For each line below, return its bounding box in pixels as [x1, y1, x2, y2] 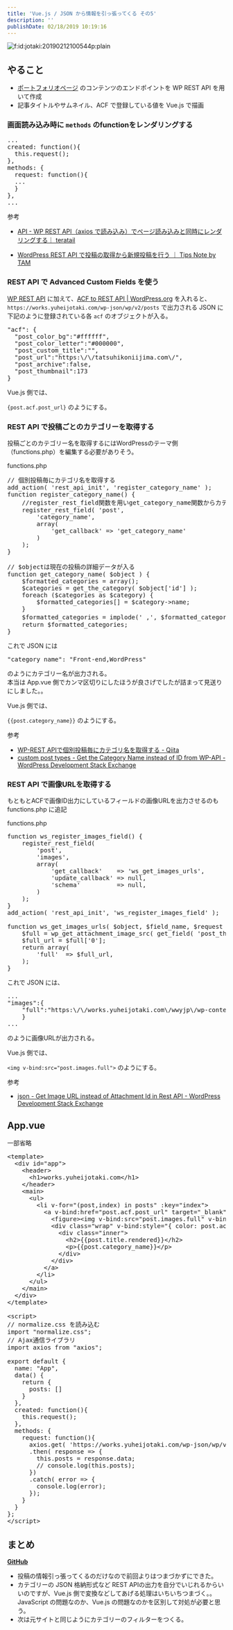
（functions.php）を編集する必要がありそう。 [7, 448, 138, 456]
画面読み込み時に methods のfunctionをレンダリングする [7, 120, 193, 130]
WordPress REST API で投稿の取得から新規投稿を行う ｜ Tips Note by [17, 251, 216, 259]
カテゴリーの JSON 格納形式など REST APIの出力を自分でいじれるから [17, 1581, 218, 1588]
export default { [7, 1358, 66, 1366]
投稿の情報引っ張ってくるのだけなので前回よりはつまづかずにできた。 [17, 1572, 218, 1580]
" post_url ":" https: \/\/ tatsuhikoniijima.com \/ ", [14, 353, 183, 361]
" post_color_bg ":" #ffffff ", [14, 333, 110, 340]
